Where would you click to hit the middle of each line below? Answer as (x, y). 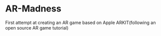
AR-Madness (33, 9)
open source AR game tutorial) (37, 27)
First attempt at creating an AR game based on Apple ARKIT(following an (80, 22)
